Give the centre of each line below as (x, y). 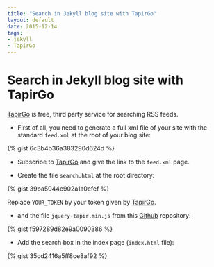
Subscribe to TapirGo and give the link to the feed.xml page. (103, 162)
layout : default (31, 20)
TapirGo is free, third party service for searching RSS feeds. (93, 114)
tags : (15, 33)
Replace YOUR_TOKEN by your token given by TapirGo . (82, 202)
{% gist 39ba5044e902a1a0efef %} (58, 189)
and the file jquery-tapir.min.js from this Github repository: (104, 215)
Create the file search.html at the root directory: (86, 175)
